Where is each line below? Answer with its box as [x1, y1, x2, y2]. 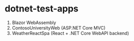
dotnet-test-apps [5, 3, 79, 14]
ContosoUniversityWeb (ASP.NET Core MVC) [12, 24, 106, 30]
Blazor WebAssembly [12, 19, 56, 25]
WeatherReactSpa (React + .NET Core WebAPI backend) [12, 30, 129, 36]
